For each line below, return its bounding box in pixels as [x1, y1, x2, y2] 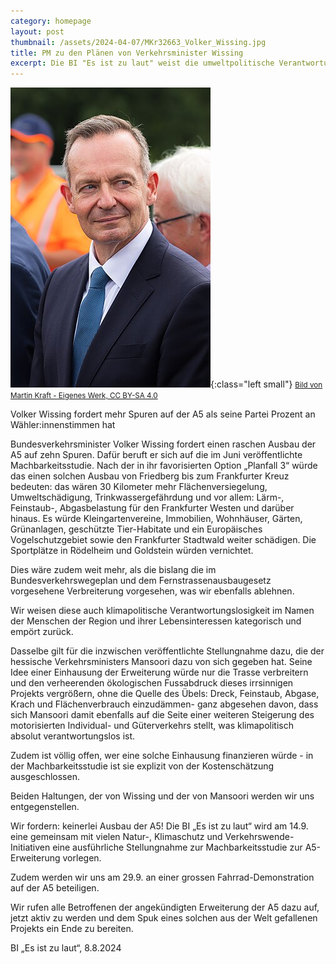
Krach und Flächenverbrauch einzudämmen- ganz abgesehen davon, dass [10, 698, 319, 710]
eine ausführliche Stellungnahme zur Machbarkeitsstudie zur [52, 841, 303, 854]
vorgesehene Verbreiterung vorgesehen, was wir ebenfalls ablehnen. [10, 585, 295, 597]
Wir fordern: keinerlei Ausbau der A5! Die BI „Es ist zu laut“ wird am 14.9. [10, 820, 309, 832]
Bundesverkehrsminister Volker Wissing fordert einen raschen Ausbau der [10, 438, 317, 450]
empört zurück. [10, 626, 74, 638]
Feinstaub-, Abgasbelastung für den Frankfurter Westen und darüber [10, 502, 295, 514]
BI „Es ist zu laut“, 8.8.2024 [10, 942, 122, 954]
